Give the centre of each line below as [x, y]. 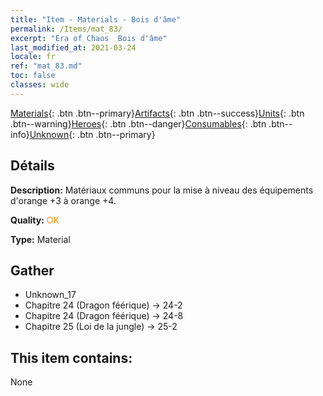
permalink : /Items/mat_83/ [66, 29]
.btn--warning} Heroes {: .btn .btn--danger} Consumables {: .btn [138, 123]
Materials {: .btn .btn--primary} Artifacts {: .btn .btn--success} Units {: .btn [157, 113]
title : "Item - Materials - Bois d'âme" [96, 19]
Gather [32, 270]
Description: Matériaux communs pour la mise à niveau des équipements [162, 190]
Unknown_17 [50, 295]
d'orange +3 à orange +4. [63, 200]
